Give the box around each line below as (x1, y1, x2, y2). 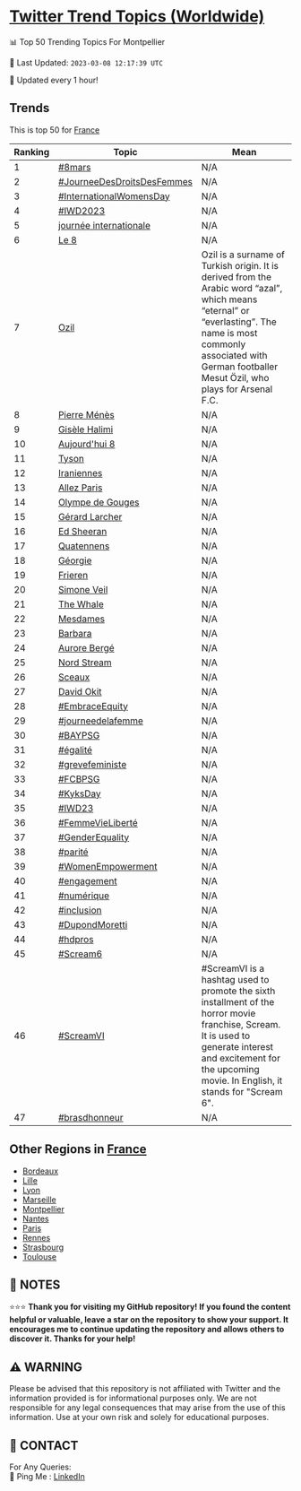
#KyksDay (57, 787, 101, 800)
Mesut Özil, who (201, 371, 270, 384)
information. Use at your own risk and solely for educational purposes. (9, 1412, 270, 1423)
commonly (201, 338, 246, 351)
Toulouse (21, 1251, 57, 1261)
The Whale (57, 598, 105, 611)
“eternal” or (201, 304, 250, 316)
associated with (201, 349, 268, 361)
